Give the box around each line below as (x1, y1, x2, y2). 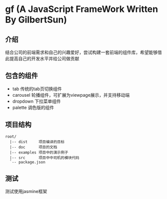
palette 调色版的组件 (12, 104, 55, 110)
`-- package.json (9, 160, 46, 165)
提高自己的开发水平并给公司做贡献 (9, 56, 80, 61)
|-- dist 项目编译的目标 (9, 139, 65, 144)
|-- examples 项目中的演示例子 (9, 150, 69, 155)
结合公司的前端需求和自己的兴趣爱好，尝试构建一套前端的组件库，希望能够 (5, 49, 158, 55)
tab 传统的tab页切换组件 (12, 86, 62, 92)
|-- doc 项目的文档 (9, 145, 57, 150)
